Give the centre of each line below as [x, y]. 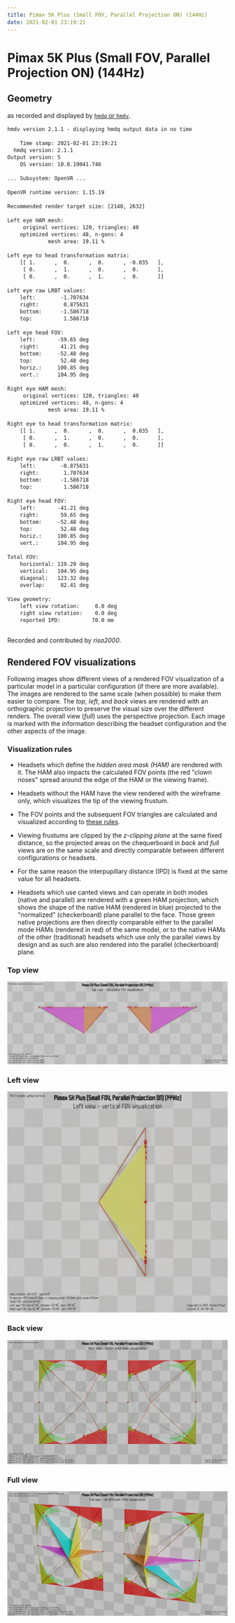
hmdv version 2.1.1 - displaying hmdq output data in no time [100, 129]
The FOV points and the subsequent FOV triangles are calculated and [117, 814]
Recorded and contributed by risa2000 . [64, 640]
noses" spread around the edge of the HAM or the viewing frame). [113, 779]
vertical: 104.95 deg [55, 571]
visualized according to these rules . [69, 821]
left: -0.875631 [55, 466]
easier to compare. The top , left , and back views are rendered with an [108, 701]
